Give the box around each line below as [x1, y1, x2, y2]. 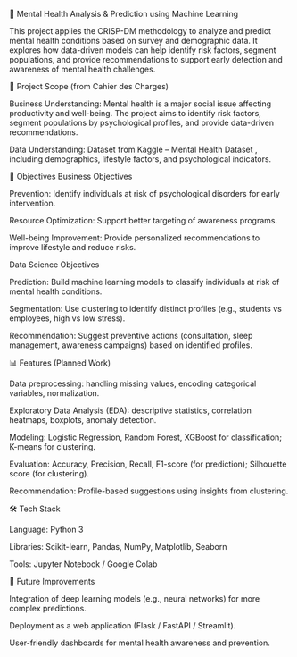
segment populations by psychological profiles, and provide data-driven [9, 117, 275, 128]
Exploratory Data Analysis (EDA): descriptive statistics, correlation [9, 405, 252, 416]
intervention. [9, 198, 56, 208]
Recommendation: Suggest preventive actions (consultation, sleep [9, 331, 253, 341]
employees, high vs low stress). [9, 313, 126, 324]
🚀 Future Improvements [9, 577, 95, 586]
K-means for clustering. [9, 442, 96, 451]
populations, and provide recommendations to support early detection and [9, 55, 283, 64]
